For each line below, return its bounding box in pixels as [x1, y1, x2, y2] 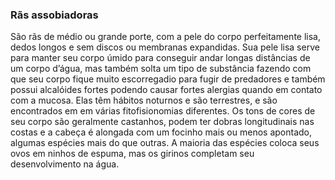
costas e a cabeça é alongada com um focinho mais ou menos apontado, [10, 126, 313, 138]
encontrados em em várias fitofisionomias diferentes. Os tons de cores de [10, 105, 316, 117]
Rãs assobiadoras [10, 8, 99, 22]
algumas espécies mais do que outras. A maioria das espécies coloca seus [10, 137, 320, 149]
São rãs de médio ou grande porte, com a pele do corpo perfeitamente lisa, [10, 31, 322, 43]
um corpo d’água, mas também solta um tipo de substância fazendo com [10, 63, 312, 75]
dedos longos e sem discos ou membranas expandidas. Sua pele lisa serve [10, 41, 320, 53]
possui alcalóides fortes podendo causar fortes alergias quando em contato [10, 84, 323, 96]
